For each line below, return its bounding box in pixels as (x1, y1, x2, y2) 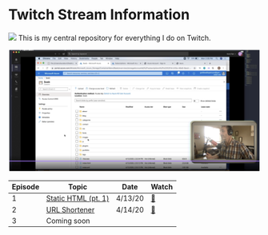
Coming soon (46, 216, 90, 225)
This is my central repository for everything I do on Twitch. (18, 33, 211, 42)
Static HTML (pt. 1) (46, 193, 110, 203)
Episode (11, 182, 40, 192)
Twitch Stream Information (8, 6, 190, 24)
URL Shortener (46, 205, 95, 214)
